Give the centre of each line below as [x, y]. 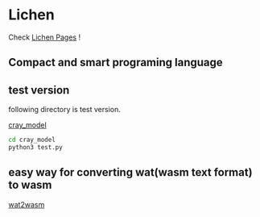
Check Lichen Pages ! [45, 37]
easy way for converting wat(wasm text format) [130, 172]
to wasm [30, 185]
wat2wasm [27, 204]
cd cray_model [32, 140]
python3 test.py [35, 148]
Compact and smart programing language [116, 63]
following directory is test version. [64, 110]
